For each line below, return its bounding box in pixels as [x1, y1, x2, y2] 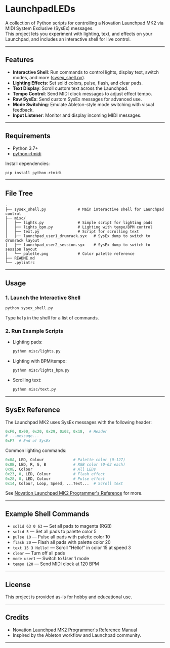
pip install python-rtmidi [5, 170, 62, 175]
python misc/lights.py [12, 349, 61, 354]
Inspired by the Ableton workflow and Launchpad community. [12, 632, 141, 638]
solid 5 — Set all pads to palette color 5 [12, 529, 97, 535]
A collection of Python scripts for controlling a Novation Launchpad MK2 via [5, 20, 164, 26]
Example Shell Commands [5, 509, 90, 518]
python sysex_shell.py [5, 305, 53, 310]
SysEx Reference [5, 406, 61, 414]
